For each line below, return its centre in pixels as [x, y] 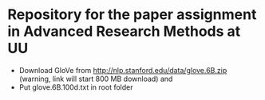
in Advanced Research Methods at [124, 31]
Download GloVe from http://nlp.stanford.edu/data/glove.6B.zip [123, 70]
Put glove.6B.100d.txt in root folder [76, 87]
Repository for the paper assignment [132, 15]
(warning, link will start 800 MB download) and [96, 79]
